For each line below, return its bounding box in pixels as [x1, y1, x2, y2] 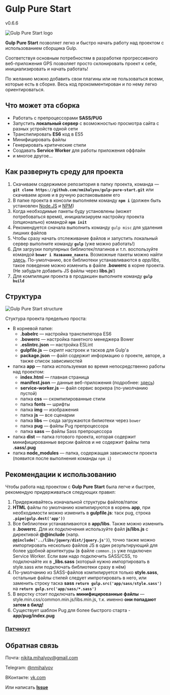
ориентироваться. [5, 86, 45, 92]
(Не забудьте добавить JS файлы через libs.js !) [12, 268, 116, 274]
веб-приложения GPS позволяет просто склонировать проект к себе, [5, 60, 157, 66]
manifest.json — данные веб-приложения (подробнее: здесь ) [20, 380, 155, 386]
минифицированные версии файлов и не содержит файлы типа [12, 439, 150, 445]
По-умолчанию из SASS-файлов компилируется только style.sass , [12, 569, 159, 576]
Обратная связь [5, 641, 59, 650]
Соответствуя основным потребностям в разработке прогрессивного [5, 55, 158, 61]
